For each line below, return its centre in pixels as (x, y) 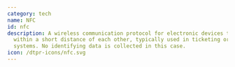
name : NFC (22, 20)
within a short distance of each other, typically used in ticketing (117, 40)
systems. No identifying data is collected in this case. (100, 46)
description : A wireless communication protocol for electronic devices (115, 33)
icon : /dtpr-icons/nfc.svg (47, 53)
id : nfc (19, 27)
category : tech (29, 14)
